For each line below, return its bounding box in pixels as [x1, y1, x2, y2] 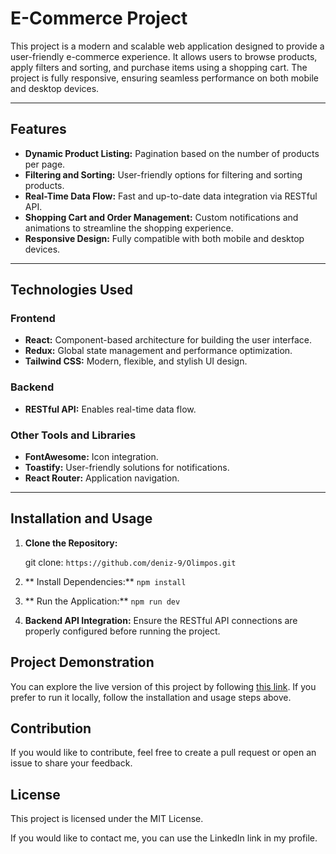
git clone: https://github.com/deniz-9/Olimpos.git [24, 556, 237, 568]
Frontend [10, 312, 56, 326]
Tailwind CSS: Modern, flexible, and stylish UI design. [24, 355, 248, 367]
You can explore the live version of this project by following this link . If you [10, 680, 317, 692]
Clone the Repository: [24, 537, 118, 549]
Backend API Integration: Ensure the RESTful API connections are [24, 614, 298, 626]
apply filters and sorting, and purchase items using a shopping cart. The [10, 61, 308, 73]
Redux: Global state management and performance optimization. [24, 345, 293, 357]
